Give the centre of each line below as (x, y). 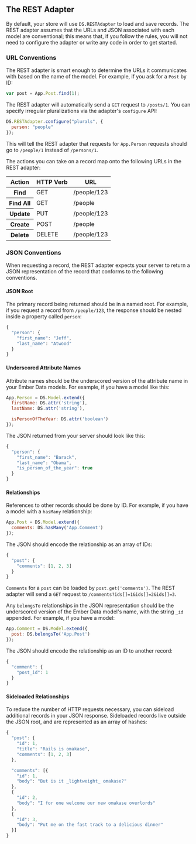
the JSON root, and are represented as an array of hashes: (77, 722)
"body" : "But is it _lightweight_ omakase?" (72, 781)
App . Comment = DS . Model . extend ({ (47, 629)
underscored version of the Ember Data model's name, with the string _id (95, 612)
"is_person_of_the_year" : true (55, 468)
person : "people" (32, 127)
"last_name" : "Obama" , (44, 463)
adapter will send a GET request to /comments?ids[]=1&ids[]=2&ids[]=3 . (91, 594)
